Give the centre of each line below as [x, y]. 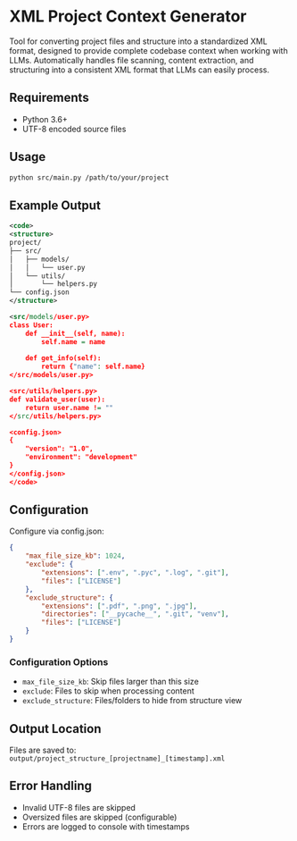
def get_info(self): [63, 358]
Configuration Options [59, 661]
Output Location [55, 729]
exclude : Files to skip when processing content [108, 691]
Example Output [55, 205]
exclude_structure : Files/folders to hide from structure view [132, 701]
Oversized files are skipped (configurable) [99, 817]
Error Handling [50, 786]
